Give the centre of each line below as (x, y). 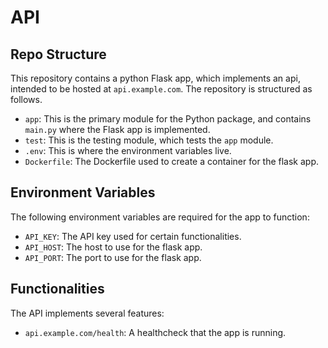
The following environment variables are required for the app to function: (160, 217)
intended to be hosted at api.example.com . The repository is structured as (161, 89)
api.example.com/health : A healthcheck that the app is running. (155, 332)
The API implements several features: (87, 313)
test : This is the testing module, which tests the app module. (149, 140)
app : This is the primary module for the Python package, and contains (168, 119)
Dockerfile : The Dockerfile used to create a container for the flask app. (172, 161)
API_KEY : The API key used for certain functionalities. (133, 236)
